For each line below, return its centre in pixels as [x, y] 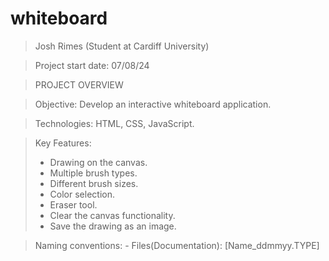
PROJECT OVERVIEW [79, 84]
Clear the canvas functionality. [112, 215]
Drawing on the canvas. [98, 162]
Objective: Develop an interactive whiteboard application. [153, 104]
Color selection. [82, 194]
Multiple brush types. [93, 173]
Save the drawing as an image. [113, 226]
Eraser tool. [73, 204]
